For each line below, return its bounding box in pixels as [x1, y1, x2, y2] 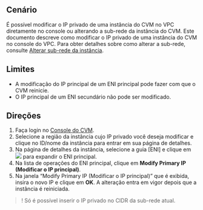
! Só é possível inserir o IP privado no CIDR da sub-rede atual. [21, 197, 176, 205]
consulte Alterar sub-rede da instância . [6, 47, 104, 54]
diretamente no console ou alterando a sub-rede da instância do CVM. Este [6, 27, 195, 34]
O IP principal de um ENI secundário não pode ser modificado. [15, 93, 171, 100]
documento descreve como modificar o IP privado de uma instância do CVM [6, 33, 198, 41]
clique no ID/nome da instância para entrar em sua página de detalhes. [15, 139, 192, 147]
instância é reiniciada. [15, 185, 70, 192]
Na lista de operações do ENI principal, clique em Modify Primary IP [15, 160, 186, 167]
